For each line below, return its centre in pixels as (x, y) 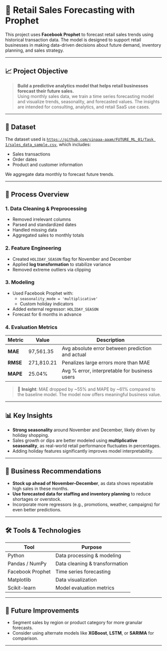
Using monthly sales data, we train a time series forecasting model (85, 96)
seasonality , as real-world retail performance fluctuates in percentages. (86, 446)
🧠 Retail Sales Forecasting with (70, 10)
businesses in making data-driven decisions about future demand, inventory (83, 45)
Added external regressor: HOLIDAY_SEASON (55, 309)
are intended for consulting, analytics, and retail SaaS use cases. (83, 107)
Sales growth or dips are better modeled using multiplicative (75, 440)
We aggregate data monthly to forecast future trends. (60, 174)
